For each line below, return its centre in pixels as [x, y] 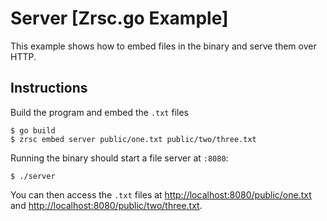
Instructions [49, 88]
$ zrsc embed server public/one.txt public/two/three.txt [133, 139]
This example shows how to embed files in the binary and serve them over [163, 46]
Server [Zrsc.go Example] [119, 18]
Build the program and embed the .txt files [99, 112]
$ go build [33, 130]
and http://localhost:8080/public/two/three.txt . [106, 205]
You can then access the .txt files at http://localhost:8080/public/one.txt [161, 194]
